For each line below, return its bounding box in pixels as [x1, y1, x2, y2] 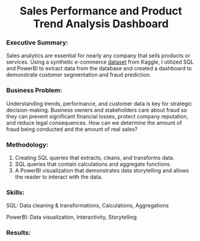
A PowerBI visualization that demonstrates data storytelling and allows [14, 167, 189, 174]
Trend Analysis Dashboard [32, 17, 169, 31]
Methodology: [6, 140, 49, 148]
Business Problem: [6, 86, 62, 94]
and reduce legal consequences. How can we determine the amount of [6, 119, 182, 126]
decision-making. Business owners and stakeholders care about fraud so [6, 106, 187, 114]
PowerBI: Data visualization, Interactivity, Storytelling [6, 213, 137, 221]
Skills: [6, 188, 25, 197]
